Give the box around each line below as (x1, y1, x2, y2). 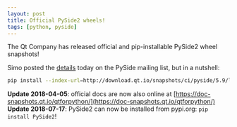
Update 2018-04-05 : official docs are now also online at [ (7, 90, 176, 98)
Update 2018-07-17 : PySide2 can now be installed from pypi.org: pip (7, 105, 209, 113)
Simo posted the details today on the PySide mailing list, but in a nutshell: (7, 64, 220, 72)
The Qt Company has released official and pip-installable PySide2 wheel (7, 43, 218, 51)
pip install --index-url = (7, 77, 83, 84)
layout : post (7, 10, 46, 18)
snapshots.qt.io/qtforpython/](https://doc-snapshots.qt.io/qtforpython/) (7, 98, 216, 106)
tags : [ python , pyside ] (7, 23, 78, 30)
